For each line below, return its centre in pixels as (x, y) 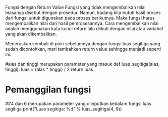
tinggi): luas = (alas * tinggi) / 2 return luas (49, 69)
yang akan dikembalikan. (31, 34)
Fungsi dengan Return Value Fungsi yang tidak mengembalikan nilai (75, 7)
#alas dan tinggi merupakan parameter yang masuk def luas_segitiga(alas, (82, 64)
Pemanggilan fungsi (48, 90)
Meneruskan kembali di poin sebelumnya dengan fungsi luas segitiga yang (83, 44)
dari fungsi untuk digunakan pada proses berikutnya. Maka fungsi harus (80, 18)
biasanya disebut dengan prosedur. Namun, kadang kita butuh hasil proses (83, 13)
